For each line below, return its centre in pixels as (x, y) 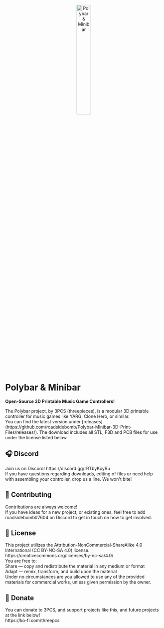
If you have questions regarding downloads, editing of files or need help (79, 474)
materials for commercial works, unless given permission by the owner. (78, 582)
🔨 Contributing (28, 495)
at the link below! (23, 615)
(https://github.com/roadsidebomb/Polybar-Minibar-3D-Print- (69, 427)
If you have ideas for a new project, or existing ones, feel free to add (75, 512)
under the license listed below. (37, 437)
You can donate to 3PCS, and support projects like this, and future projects (82, 610)
